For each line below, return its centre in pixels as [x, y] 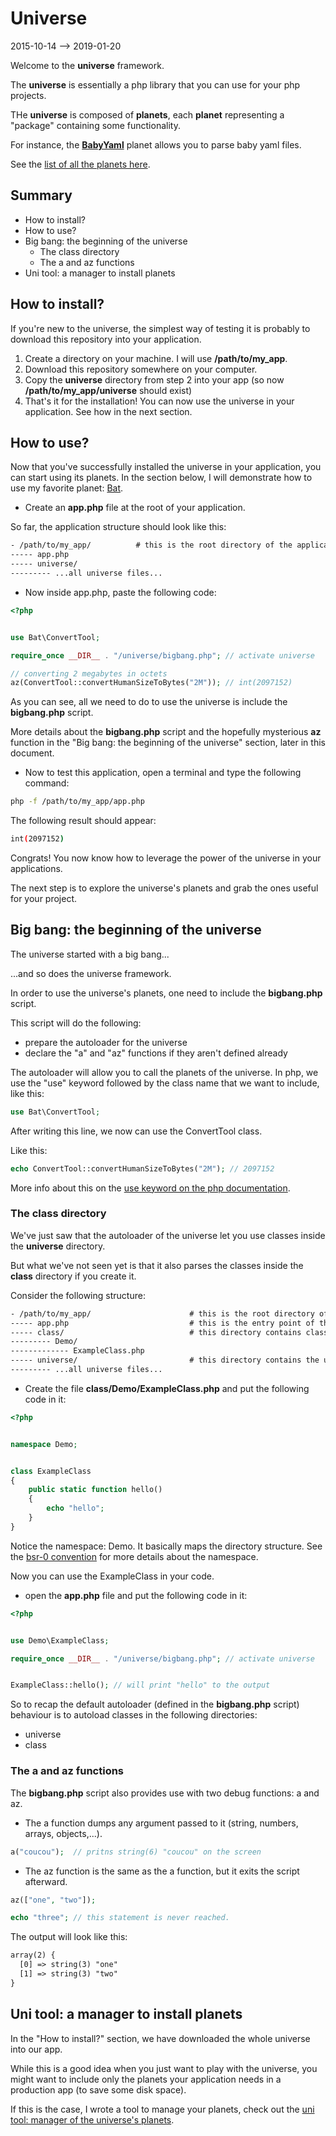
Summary [41, 195]
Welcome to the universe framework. [87, 65]
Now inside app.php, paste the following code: [120, 592]
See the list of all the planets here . [80, 164]
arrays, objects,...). [63, 1833]
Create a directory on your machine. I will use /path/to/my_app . [156, 358]
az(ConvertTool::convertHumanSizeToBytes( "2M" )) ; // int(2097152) [151, 683]
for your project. [44, 898]
